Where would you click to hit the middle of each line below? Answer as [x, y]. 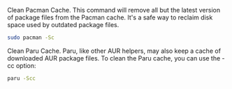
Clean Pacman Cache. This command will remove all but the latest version [114, 10]
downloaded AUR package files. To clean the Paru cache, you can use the [114, 58]
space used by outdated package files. [63, 25]
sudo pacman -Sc [31, 38]
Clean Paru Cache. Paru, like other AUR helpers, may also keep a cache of [114, 51]
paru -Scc [22, 78]
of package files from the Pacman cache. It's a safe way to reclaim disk [110, 17]
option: [26, 65]
